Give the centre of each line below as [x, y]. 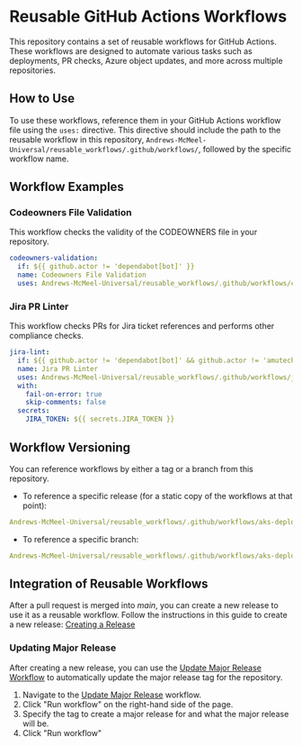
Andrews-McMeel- [176, 140]
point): [35, 505]
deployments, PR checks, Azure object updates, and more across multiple [146, 60]
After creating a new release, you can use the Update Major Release [136, 668]
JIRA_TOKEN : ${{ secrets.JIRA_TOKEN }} [100, 419]
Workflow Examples [67, 187]
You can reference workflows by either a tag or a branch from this [131, 469]
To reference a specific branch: [80, 539]
